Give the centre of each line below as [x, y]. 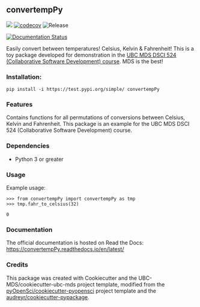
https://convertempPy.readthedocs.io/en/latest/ [65, 249]
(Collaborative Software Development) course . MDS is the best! [85, 61]
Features [20, 105]
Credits [17, 265]
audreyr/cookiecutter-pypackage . [48, 297]
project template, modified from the [121, 284]
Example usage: [26, 188]
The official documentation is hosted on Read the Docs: [75, 243]
